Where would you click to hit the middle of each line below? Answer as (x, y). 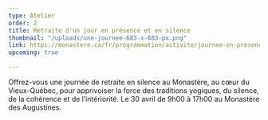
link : (17, 45)
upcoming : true (33, 52)
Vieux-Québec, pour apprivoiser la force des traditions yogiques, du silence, (134, 91)
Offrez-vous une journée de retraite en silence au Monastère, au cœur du (129, 82)
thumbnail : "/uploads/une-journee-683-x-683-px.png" (98, 38)
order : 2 (23, 23)
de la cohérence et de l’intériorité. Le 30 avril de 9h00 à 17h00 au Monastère (134, 99)
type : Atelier (32, 15)
